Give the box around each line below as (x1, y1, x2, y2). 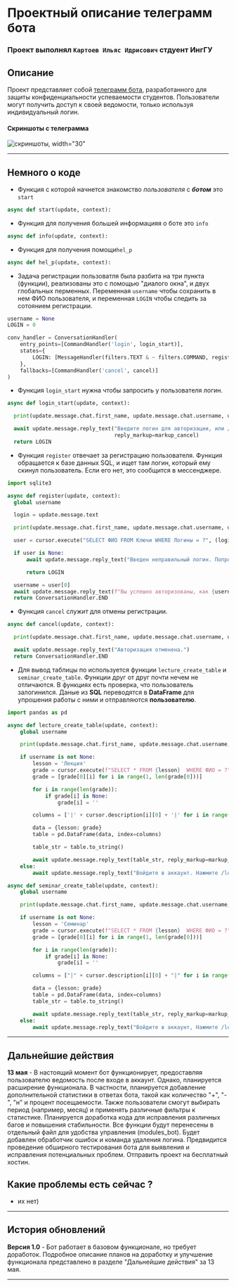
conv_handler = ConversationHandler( (7, 334, 118, 342)
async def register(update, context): (7, 492, 121, 499)
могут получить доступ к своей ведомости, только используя (7, 100, 194, 108)
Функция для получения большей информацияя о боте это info (17, 219, 209, 227)
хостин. (7, 1158, 30, 1167)
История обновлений (7, 1224, 105, 1236)
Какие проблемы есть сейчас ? (7, 1178, 153, 1190)
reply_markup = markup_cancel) (114, 432, 199, 439)
